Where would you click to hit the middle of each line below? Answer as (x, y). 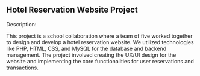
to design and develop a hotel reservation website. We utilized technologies (100, 42)
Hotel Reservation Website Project (72, 10)
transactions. (23, 68)
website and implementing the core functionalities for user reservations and (100, 61)
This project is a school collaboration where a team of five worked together (99, 36)
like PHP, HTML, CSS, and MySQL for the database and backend (86, 48)
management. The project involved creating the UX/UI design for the (91, 55)
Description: (21, 24)
